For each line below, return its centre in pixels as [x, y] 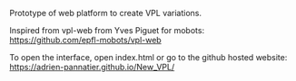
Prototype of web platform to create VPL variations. [106, 13]
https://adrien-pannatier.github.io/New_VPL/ [92, 67]
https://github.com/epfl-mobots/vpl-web [85, 40]
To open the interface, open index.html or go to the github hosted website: [148, 57]
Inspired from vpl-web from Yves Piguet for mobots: [107, 30]
